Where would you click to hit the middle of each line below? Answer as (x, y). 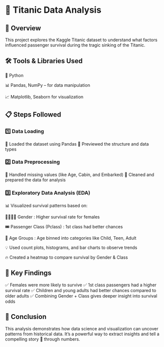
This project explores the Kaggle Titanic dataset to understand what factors (81, 40)
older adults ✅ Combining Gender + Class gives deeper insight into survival (81, 296)
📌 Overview (23, 28)
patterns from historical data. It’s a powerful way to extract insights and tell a (82, 334)
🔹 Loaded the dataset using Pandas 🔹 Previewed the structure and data (77, 144)
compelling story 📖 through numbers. (43, 339)
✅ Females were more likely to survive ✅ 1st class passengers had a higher (81, 285)
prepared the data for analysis (35, 180)
